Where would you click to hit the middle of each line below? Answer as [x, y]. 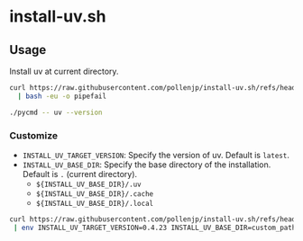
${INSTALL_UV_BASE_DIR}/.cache [95, 194]
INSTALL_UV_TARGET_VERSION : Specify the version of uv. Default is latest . [156, 155]
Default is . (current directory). [80, 174]
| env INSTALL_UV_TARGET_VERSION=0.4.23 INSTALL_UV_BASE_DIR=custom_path [155, 228]
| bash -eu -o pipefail [62, 96]
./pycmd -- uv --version [56, 112]
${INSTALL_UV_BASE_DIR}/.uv [88, 184]
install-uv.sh [58, 17]
